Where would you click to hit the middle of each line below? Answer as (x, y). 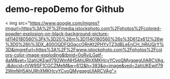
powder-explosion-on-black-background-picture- (57, 33)
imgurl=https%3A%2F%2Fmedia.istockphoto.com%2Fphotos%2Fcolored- (83, 28)
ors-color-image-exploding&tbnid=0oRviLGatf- (54, 55)
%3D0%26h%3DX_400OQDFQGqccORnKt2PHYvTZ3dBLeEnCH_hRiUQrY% (85, 44)
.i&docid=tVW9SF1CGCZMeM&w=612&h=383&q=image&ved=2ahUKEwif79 (84, 65)
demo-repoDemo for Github (65, 9)
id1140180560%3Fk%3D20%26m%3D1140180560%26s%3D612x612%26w (84, 39)
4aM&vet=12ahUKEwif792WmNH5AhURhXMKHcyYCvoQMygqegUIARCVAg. (85, 60)
